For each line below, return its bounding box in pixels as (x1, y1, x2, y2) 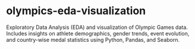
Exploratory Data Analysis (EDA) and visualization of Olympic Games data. (6, 24, 188, 31)
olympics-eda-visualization (6, 4, 146, 18)
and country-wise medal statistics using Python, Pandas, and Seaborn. (6, 36, 180, 43)
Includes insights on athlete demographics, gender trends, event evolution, (6, 30, 190, 37)
